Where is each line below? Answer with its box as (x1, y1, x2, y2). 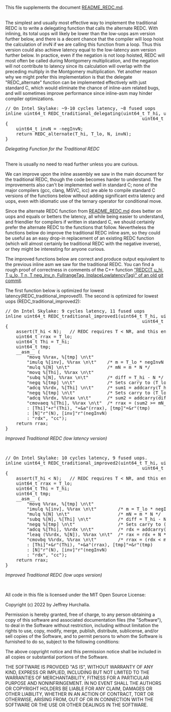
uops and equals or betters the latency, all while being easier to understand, (5, 213, 164, 219)
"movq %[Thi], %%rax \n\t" (26, 370, 94, 375)
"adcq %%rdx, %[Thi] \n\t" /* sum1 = (26, 385, 132, 390)
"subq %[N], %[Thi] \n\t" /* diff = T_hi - (26, 516, 161, 522)
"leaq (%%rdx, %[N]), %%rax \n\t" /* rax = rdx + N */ (26, 532, 169, 537)
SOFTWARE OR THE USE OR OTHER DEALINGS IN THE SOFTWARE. (5, 702, 148, 708)
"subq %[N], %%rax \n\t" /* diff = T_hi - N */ (26, 375, 164, 380)
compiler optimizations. (5, 96, 54, 102)
